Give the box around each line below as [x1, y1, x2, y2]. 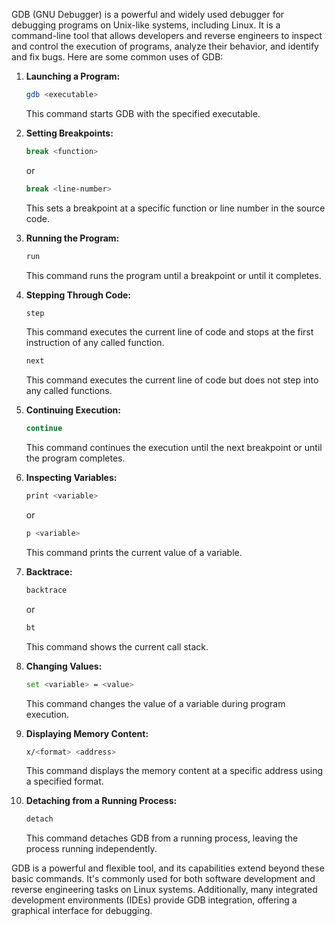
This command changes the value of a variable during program [25, 697, 286, 709]
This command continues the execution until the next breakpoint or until [25, 442, 323, 454]
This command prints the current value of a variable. [25, 546, 243, 558]
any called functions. [25, 385, 113, 397]
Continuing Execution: [25, 404, 122, 416]
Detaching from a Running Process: [25, 795, 178, 807]
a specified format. [25, 775, 104, 788]
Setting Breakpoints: [25, 127, 114, 139]
